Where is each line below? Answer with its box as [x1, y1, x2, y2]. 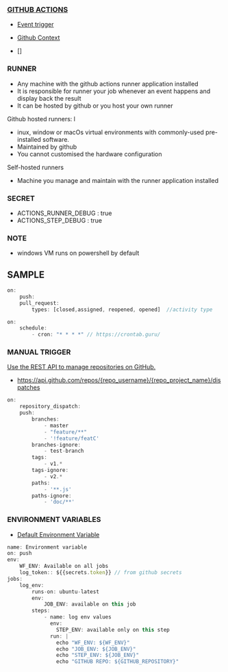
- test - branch [43, 447, 84, 455]
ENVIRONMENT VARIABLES [7, 515, 101, 525]
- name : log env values [43, 614, 112, 621]
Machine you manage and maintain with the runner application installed [16, 176, 219, 184]
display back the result [16, 94, 81, 102]
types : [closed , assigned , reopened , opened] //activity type [31, 306, 213, 313]
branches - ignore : [31, 441, 81, 448]
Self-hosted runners [7, 163, 64, 171]
